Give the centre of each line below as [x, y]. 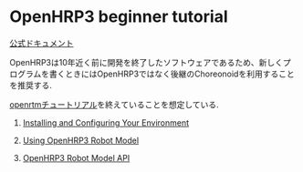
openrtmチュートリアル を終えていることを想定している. [114, 104]
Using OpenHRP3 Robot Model [81, 140]
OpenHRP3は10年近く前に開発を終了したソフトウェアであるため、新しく [146, 62]
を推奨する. [31, 85]
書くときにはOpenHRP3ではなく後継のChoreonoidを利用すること [172, 74]
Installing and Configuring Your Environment [106, 122]
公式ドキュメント [42, 43]
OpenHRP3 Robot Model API [76, 157]
